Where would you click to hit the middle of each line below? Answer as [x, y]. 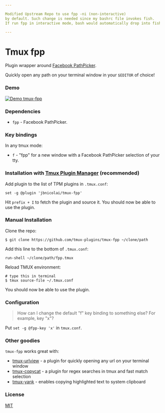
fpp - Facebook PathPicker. [40, 122]
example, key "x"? [35, 318]
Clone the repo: [21, 231]
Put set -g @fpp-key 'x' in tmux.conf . [43, 328]
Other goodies [23, 341]
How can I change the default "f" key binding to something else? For [86, 313]
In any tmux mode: [24, 145]
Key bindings [21, 135]
